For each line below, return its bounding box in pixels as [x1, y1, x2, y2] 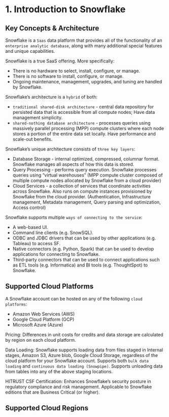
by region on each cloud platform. [5, 337, 76, 343]
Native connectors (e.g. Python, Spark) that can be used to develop [12, 246, 154, 252]
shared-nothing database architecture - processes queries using [12, 120, 151, 126]
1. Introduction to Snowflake [5, 4, 126, 15]
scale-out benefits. [12, 136, 52, 142]
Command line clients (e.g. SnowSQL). [12, 230, 94, 235]
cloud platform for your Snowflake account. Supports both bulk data [5, 358, 149, 364]
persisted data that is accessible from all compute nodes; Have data [12, 109, 155, 115]
